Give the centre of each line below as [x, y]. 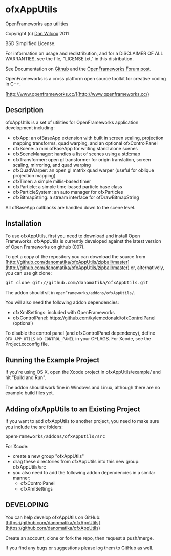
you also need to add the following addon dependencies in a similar [84, 473]
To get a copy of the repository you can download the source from [76, 256]
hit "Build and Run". [26, 377]
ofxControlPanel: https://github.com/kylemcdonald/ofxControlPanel [84, 318]
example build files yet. [30, 393]
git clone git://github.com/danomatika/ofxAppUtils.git [77, 283]
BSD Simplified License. [30, 43]
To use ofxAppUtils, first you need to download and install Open [73, 236]
